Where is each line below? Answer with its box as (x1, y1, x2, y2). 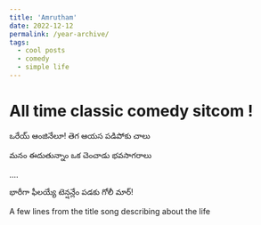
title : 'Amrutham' (9, 12, 77, 22)
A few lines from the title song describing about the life (9, 205, 211, 216)
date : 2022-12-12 (9, 21, 74, 30)
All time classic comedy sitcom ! (9, 101, 254, 121)
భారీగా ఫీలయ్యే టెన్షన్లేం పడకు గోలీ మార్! (9, 186, 134, 197)
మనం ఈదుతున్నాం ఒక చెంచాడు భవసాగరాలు (9, 149, 152, 160)
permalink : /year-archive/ (9, 29, 110, 38)
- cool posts (17, 46, 66, 55)
